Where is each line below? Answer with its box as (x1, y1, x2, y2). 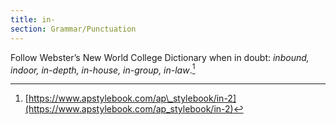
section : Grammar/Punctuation (10, 24, 137, 34)
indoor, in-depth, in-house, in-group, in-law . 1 (10, 62, 196, 76)
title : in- (10, 14, 56, 25)
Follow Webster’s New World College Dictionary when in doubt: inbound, (10, 51, 310, 63)
